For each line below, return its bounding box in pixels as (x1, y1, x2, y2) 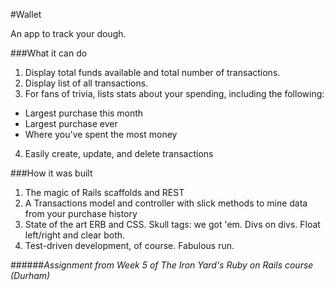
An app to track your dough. (10, 28, 127, 39)
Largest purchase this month (24, 107, 144, 119)
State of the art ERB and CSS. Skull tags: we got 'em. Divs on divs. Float (24, 219, 321, 230)
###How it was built (10, 167, 93, 179)
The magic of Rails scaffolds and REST (24, 187, 185, 198)
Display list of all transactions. (24, 77, 149, 89)
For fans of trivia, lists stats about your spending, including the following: (24, 88, 325, 99)
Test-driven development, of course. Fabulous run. (24, 240, 235, 251)
